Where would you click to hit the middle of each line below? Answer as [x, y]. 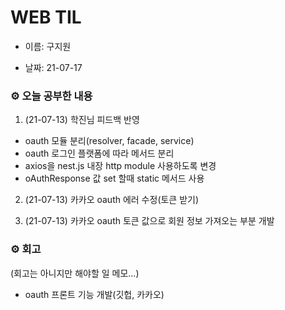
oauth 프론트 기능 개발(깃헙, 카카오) [94, 294]
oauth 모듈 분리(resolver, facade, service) [109, 141]
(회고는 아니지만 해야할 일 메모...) [75, 273]
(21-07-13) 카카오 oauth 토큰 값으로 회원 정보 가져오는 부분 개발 [149, 221]
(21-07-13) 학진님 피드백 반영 [82, 120]
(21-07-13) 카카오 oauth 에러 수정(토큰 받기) [112, 200]
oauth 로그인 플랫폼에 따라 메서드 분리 [99, 153]
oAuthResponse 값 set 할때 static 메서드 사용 [114, 178]
